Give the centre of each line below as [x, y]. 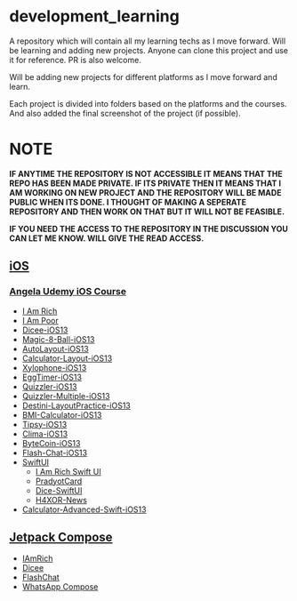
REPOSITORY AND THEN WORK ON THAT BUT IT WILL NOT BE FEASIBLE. [147, 212]
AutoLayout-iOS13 [55, 349]
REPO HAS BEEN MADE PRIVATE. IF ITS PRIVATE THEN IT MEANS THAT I [145, 183]
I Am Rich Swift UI [68, 471]
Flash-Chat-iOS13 [54, 453]
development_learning [94, 16]
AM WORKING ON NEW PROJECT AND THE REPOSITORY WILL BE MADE [145, 192]
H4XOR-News [61, 500]
